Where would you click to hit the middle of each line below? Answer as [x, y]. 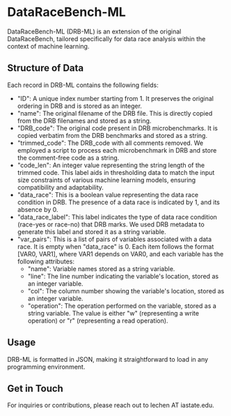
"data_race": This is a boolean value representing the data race [108, 194]
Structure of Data [46, 68]
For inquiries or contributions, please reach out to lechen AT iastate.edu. [111, 406]
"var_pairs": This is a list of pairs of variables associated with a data [114, 239]
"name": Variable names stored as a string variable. [101, 268]
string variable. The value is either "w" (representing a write [113, 313]
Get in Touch [35, 388]
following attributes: [46, 261]
